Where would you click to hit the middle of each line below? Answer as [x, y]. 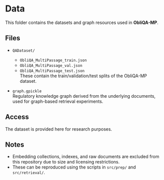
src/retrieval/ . [29, 173]
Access [17, 117]
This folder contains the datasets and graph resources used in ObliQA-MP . [82, 22]
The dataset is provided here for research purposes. [59, 129]
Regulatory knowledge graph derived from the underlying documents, [84, 96]
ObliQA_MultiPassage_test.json [52, 71]
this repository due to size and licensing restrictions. [66, 162]
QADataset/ [24, 50]
